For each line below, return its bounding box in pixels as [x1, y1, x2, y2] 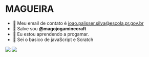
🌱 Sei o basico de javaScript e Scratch [12, 36, 94, 43]
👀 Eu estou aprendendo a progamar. [12, 31, 89, 37]
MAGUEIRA [5, 3, 54, 15]
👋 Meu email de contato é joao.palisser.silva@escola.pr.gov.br [12, 20, 144, 26]
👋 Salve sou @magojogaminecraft [12, 25, 87, 31]
